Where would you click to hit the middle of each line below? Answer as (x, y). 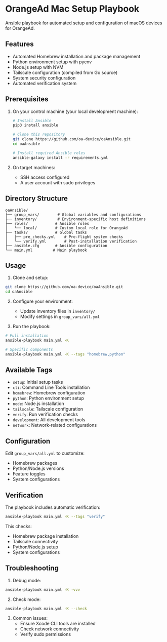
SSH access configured (45, 177)
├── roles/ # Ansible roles (47, 223)
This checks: (18, 526)
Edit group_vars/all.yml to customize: (45, 453)
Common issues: (30, 618)
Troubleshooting (32, 568)
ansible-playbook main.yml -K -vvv (43, 590)
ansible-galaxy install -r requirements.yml (60, 157)
